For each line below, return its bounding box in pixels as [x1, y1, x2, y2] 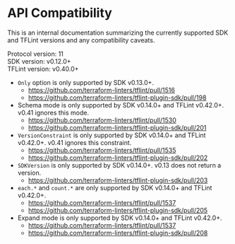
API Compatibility [7, 5, 113, 21]
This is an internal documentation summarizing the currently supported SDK [7, 28, 229, 37]
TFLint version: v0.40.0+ [7, 64, 79, 73]
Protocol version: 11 [7, 50, 64, 58]
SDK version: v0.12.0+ [7, 57, 72, 65]
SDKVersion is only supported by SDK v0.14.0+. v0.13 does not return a [17, 161, 222, 169]
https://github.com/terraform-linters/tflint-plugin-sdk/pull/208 [28, 228, 208, 237]
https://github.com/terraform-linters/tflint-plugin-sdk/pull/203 [28, 175, 208, 185]
